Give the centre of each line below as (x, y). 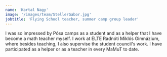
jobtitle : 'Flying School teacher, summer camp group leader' (72, 19)
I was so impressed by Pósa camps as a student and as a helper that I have (83, 33)
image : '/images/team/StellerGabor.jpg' (49, 14)
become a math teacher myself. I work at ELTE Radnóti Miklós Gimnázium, (82, 38)
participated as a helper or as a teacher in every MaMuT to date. (72, 49)
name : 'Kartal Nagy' (27, 10)
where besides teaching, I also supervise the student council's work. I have (84, 44)
